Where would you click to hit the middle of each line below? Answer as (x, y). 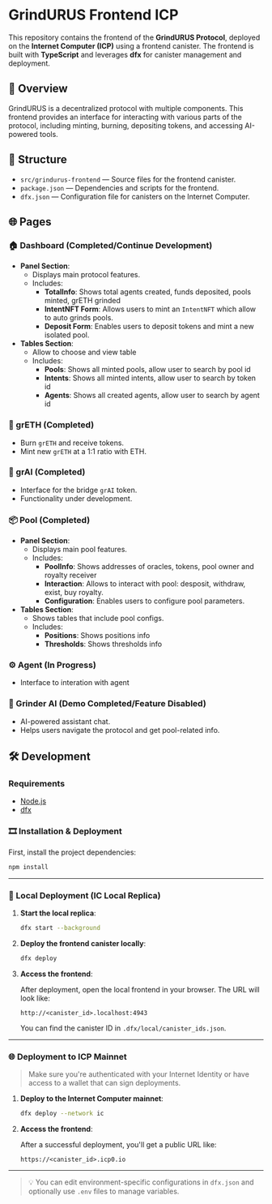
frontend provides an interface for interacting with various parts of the (125, 117)
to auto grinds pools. (79, 318)
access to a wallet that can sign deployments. (104, 1082)
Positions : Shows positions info (97, 636)
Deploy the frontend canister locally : (83, 943)
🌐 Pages (30, 222)
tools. (49, 134)
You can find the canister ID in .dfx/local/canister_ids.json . (123, 1028)
